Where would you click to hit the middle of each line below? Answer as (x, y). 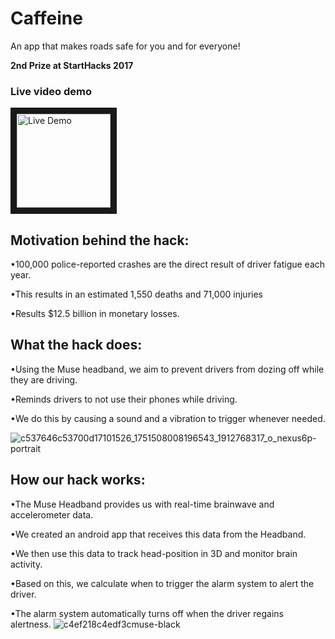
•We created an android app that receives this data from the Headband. (158, 534)
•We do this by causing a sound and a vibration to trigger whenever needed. (168, 418)
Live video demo (51, 91)
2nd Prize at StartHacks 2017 (72, 65)
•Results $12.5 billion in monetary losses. (95, 314)
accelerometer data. (52, 514)
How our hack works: (78, 480)
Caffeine (46, 18)
